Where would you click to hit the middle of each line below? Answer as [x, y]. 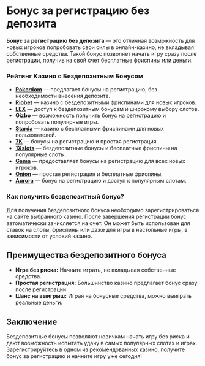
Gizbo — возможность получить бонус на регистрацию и [91, 116]
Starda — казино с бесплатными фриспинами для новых [89, 129]
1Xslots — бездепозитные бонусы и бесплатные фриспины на [96, 148]
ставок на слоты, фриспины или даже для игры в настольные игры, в [97, 229]
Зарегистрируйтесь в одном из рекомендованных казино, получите [96, 349]
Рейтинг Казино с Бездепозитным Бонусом [75, 76]
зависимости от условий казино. [49, 236]
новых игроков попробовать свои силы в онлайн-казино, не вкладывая [100, 47]
